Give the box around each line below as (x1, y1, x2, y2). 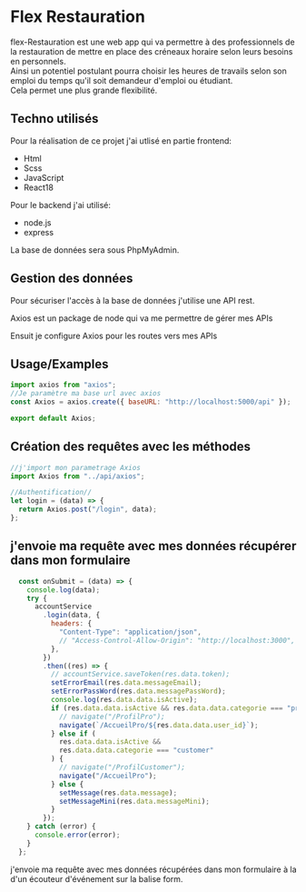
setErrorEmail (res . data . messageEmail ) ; (50, 678, 202, 687)
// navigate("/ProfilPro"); (58, 712, 166, 721)
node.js (23, 216, 53, 228)
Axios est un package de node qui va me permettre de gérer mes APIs (10, 312, 273, 324)
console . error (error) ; (34, 830, 121, 839)
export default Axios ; (10, 414, 96, 423)
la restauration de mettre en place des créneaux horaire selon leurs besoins (10, 45, 293, 56)
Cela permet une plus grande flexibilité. (10, 85, 158, 95)
